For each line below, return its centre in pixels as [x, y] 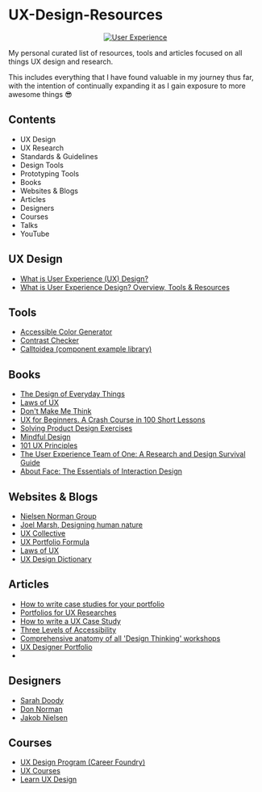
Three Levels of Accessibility [68, 630]
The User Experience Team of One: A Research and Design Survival [133, 454]
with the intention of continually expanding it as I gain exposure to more [127, 86]
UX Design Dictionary [56, 559]
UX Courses [40, 771]
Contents [32, 120]
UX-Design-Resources [86, 15]
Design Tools [42, 165]
